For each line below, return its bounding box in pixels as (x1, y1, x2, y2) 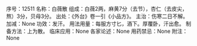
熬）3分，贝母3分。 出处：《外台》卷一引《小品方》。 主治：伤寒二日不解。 (6, 13, 189, 20)
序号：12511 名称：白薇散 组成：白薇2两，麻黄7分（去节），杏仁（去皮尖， (6, 5, 188, 12)
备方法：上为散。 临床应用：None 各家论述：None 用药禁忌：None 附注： (6, 27, 188, 35)
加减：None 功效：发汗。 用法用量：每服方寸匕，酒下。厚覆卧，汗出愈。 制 (6, 20, 192, 27)
